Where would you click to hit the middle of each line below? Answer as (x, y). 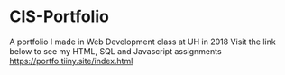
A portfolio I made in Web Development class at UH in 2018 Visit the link (143, 42)
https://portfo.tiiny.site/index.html (71, 61)
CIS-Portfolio (60, 17)
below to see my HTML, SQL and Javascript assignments (116, 51)
